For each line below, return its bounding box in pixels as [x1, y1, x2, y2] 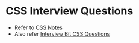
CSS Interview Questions [5, 4, 134, 18]
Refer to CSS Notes [14, 24, 63, 31]
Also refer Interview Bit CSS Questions [14, 30, 110, 37]
